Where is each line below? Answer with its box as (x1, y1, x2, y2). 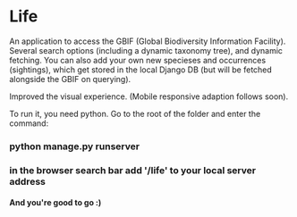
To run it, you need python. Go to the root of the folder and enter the (9, 108, 261, 119)
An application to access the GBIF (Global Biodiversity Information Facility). (9, 36, 286, 46)
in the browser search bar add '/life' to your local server (9, 163, 257, 176)
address (9, 175, 47, 188)
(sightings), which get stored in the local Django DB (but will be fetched (9, 64, 273, 75)
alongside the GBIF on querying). (9, 73, 132, 84)
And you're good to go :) (9, 197, 102, 208)
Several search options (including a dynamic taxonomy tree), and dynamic (9, 45, 284, 55)
